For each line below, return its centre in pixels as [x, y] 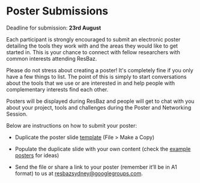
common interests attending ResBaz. [52, 58]
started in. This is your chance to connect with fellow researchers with [93, 52]
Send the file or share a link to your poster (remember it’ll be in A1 [96, 167]
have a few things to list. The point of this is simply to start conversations [97, 76]
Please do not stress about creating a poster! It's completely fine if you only [100, 70]
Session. [17, 114]
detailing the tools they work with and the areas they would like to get [92, 46]
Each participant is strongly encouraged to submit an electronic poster [93, 39]
